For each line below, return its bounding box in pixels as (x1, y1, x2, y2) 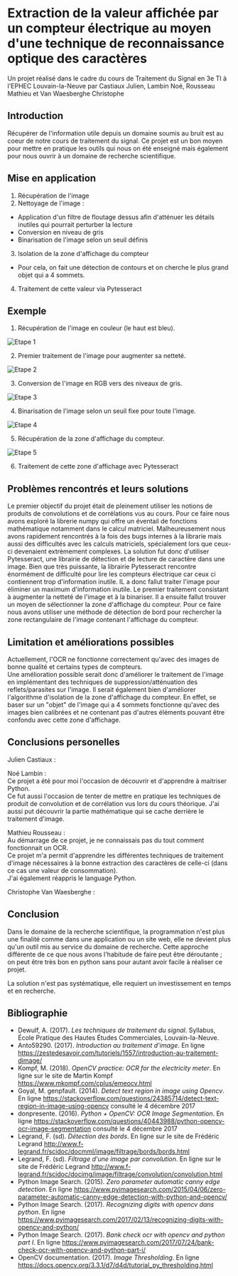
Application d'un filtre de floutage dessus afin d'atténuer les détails (17, 213, 215, 221)
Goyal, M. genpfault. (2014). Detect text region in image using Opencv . (17, 1086, 225, 1096)
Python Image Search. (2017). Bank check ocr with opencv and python (17, 1230, 225, 1239)
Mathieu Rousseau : (7, 828, 65, 837)
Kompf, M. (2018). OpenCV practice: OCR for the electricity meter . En (17, 1064, 221, 1073)
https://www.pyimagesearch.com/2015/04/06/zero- (73, 1185, 226, 1194)
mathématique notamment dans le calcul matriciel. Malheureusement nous (7, 524, 226, 533)
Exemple (7, 305, 47, 317)
